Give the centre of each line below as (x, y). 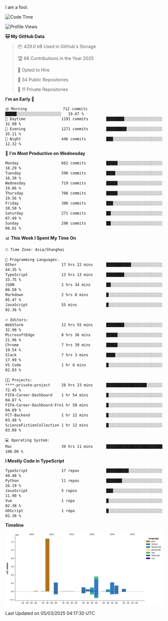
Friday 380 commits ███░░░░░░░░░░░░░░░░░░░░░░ (84, 203)
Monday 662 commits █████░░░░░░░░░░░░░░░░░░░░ (84, 163)
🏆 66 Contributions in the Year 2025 (56, 58)
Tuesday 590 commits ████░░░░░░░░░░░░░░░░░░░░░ (84, 173)
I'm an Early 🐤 (20, 99)
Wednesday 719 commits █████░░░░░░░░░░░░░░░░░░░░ (84, 183)
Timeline (15, 525)
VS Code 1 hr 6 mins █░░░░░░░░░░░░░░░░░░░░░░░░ (84, 365)
